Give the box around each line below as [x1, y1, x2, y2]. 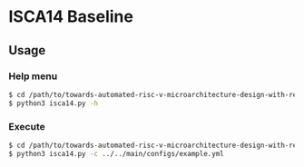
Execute [8, 120, 46, 133]
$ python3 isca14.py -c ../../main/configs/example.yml [8, 149, 224, 158]
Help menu [8, 70, 58, 83]
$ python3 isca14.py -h [8, 98, 99, 108]
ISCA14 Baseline [8, 6, 133, 27]
